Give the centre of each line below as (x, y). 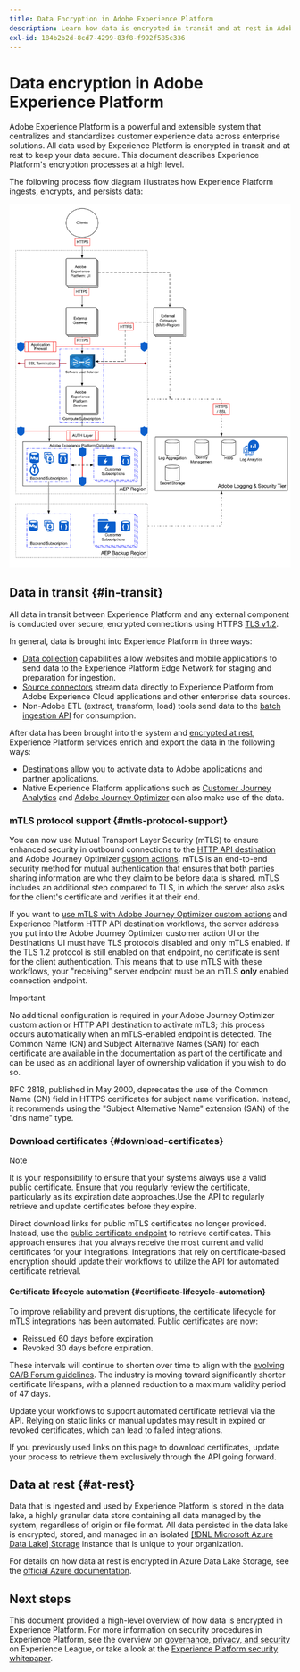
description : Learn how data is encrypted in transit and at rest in (142, 28)
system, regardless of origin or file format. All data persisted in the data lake (149, 1525)
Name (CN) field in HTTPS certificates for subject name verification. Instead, (150, 1099)
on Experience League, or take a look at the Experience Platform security (144, 1649)
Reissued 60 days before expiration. (89, 1338)
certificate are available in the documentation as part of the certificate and (146, 1053)
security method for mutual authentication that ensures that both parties (142, 869)
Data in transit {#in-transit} (86, 593)
